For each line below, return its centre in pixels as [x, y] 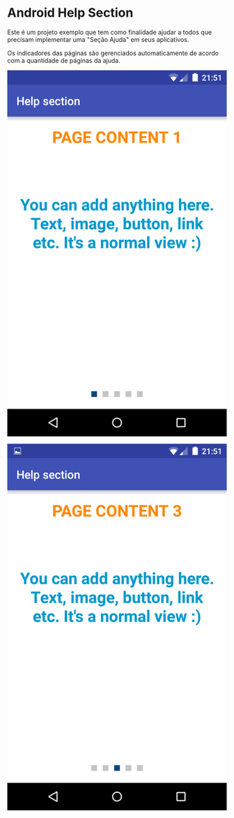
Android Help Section [70, 13]
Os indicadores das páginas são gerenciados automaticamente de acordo [113, 53]
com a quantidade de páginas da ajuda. [64, 60]
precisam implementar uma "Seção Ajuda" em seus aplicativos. [98, 39]
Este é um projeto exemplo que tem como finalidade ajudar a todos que [110, 32]
